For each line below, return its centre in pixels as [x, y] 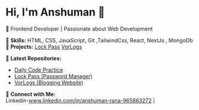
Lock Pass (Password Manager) [53, 76]
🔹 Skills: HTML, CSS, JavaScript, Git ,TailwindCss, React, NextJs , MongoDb [99, 40]
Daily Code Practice [38, 70]
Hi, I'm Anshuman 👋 [55, 12]
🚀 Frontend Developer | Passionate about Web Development [79, 29]
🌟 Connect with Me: [31, 94]
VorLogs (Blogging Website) [49, 82]
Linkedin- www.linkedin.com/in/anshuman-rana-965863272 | [80, 100]
